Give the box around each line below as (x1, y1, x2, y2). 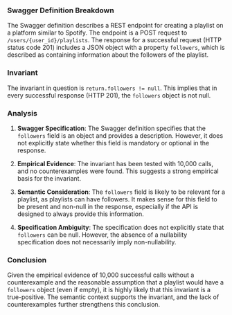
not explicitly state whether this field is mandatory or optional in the (17, 138, 210, 147)
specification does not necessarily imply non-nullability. (17, 237, 177, 246)
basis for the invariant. (17, 174, 82, 182)
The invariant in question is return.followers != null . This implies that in (7, 84, 217, 92)
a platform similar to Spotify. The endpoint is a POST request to (7, 28, 188, 37)
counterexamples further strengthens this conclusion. (7, 300, 161, 309)
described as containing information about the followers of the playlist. (7, 51, 209, 59)
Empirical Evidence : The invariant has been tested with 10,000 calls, (17, 159, 213, 168)
